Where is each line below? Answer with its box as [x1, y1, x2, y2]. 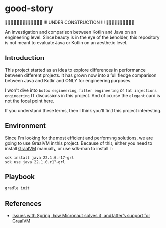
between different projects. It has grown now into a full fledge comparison [5, 72, 157, 78]
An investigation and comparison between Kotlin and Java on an [5, 29, 136, 35]
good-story [5, 3, 54, 14]
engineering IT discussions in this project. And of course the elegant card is [5, 92, 160, 98]
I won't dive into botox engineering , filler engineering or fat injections [5, 87, 157, 93]
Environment [5, 122, 46, 130]
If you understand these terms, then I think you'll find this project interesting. [5, 107, 162, 113]
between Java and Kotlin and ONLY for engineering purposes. [5, 77, 132, 83]
